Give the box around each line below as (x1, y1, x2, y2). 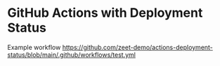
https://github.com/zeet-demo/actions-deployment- (62, 43, 213, 51)
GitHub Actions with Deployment (7, 5, 203, 21)
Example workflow (7, 43, 61, 51)
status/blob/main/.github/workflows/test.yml (7, 51, 136, 59)
